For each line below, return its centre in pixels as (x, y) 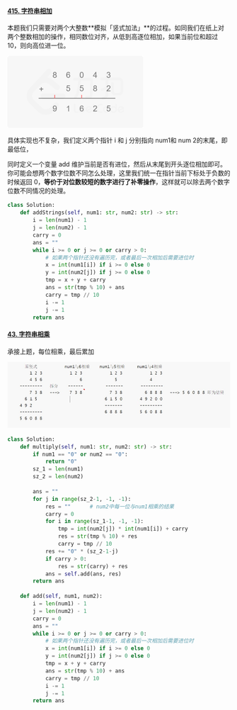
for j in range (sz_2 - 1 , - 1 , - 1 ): (82, 499)
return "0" (61, 462)
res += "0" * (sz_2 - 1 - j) (82, 551)
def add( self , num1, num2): (61, 596)
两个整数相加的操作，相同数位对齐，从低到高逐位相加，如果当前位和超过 (112, 37)
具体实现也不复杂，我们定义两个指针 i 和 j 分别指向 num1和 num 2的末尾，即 (117, 140)
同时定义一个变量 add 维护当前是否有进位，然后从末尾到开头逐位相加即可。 (117, 164)
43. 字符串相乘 (29, 334)
